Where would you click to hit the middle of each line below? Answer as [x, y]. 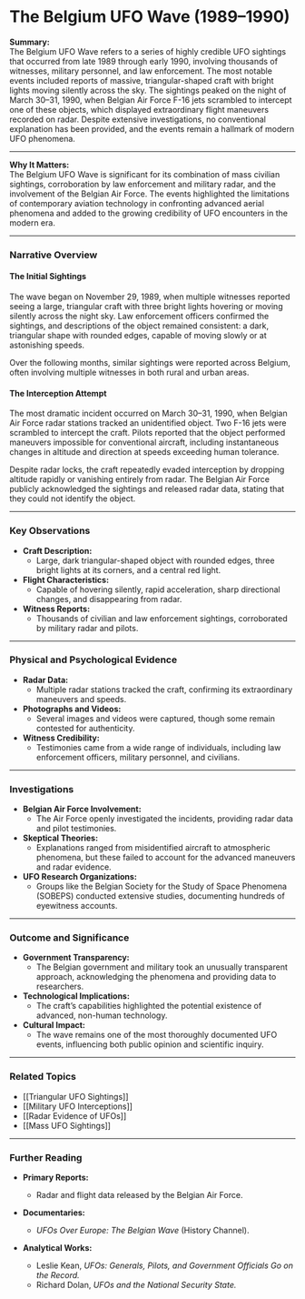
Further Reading [46, 1157]
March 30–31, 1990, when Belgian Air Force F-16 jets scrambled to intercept [151, 100]
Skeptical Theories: [60, 838]
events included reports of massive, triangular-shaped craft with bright [142, 80]
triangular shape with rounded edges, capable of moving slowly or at [138, 336]
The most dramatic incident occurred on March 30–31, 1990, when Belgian [148, 413]
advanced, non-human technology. [102, 1015]
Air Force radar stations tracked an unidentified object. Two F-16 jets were [148, 423]
